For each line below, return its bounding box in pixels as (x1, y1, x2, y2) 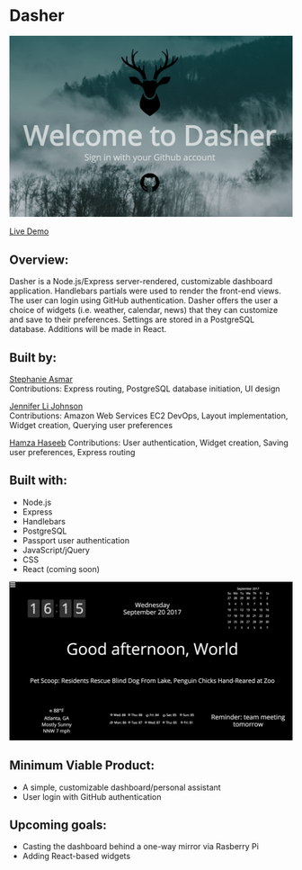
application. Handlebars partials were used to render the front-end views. (9, 285, 281, 297)
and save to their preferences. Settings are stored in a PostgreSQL (9, 314, 255, 325)
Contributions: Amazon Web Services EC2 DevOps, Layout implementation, (9, 410, 289, 421)
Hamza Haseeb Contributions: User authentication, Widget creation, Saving (9, 437, 289, 448)
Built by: (9, 350, 57, 365)
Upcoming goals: (9, 817, 108, 832)
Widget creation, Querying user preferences (9, 419, 173, 430)
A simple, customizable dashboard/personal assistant (22, 782, 222, 793)
